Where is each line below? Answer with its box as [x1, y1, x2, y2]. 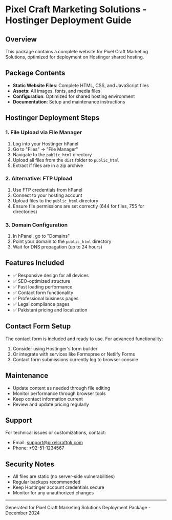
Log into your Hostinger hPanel [12, 140, 78, 147]
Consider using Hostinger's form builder [12, 345, 98, 351]
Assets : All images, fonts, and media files [12, 88, 101, 94]
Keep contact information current [12, 396, 83, 402]
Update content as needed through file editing [12, 385, 111, 391]
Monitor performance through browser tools [12, 390, 106, 397]
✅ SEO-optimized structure [12, 278, 71, 284]
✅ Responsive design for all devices [12, 272, 89, 278]
